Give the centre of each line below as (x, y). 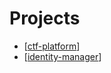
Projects (45, 18)
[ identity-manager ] (62, 56)
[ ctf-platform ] (52, 46)
